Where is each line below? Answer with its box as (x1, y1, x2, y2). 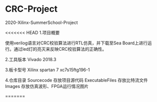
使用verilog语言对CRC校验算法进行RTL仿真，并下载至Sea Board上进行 (5, 40, 148, 46)
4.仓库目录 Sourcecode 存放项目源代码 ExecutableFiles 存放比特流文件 (5, 77, 148, 83)
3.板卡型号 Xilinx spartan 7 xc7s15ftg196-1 (5, 67, 90, 73)
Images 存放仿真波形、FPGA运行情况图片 (5, 83, 89, 89)
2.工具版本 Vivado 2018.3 (5, 56, 57, 62)
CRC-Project (5, 3, 58, 15)
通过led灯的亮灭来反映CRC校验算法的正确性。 (13, 46, 107, 52)
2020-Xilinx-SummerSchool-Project (5, 20, 78, 25)
